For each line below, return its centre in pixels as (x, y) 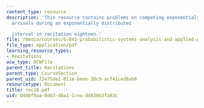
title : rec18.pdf (28, 90)
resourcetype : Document (36, 84)
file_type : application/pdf (42, 45)
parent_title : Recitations (40, 68)
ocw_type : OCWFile (29, 62)
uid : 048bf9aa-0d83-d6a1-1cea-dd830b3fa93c (62, 96)
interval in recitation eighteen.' (57, 34)
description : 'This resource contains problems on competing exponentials (103, 17)
